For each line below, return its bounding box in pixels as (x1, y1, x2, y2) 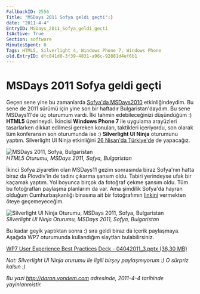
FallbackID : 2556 (6, 8, 50, 15)
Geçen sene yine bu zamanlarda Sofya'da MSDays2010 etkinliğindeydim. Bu (6, 98, 194, 106)
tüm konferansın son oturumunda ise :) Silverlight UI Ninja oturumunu (6, 130, 178, 137)
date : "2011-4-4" (6, 20, 50, 26)
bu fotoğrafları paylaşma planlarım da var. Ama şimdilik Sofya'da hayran (6, 185, 183, 192)
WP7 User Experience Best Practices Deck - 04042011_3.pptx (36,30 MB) (6, 245, 187, 252)
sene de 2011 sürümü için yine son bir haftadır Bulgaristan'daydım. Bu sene (6, 105, 190, 112)
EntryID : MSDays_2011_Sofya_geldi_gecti (6, 25, 109, 32)
